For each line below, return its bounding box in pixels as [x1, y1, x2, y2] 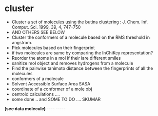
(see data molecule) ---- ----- [4, 105, 66, 112]
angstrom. [11, 39, 33, 45]
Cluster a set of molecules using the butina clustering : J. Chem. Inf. [11, 19, 148, 25]
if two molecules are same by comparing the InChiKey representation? [11, 50, 153, 56]
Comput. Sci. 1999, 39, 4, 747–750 [11, 24, 81, 30]
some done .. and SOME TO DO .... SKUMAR [11, 96, 101, 102]
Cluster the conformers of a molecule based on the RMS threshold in [11, 34, 150, 40]
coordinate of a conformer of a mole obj [11, 86, 92, 92]
